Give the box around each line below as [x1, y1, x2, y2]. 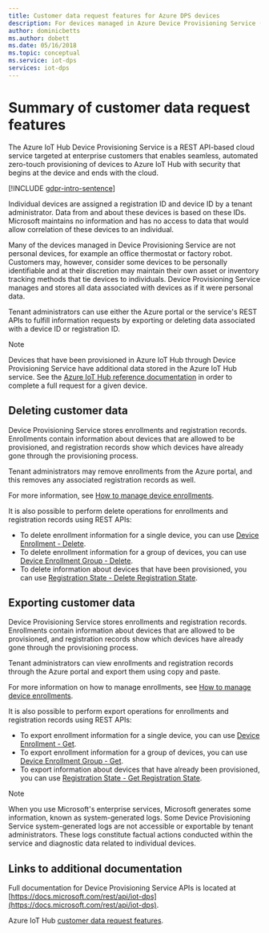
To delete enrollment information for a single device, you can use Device [19, 530, 259, 540]
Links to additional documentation [8, 862, 183, 875]
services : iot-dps [8, 64, 70, 72]
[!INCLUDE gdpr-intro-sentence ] [8, 183, 116, 193]
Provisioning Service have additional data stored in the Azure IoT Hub [8, 363, 238, 373]
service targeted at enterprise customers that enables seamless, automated [8, 150, 259, 161]
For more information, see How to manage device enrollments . [8, 491, 215, 500]
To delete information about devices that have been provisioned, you [19, 564, 247, 574]
